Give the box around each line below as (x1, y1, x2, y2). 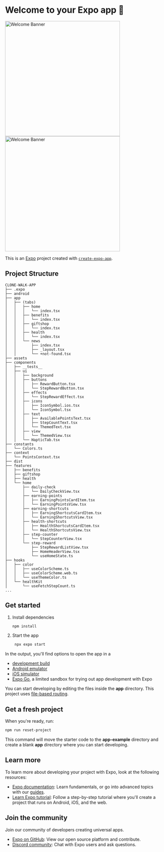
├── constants (5, 442, 34, 447)
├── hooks (5, 558, 25, 563)
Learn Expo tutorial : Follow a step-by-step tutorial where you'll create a (12, 794, 156, 800)
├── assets (5, 356, 27, 361)
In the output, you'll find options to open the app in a (5, 651, 111, 657)
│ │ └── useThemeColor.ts (5, 575, 67, 580)
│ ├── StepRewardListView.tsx (5, 545, 89, 550)
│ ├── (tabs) (5, 300, 36, 305)
